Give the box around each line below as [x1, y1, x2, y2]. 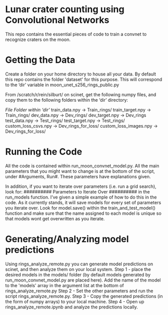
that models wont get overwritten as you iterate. [5, 215, 105, 221]
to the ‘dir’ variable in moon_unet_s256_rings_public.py [5, 82, 120, 88]
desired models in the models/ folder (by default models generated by [5, 271, 151, 278]
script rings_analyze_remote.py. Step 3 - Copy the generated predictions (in [5, 293, 163, 299]
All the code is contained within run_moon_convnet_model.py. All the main [5, 163, 159, 169]
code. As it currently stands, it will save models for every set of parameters [5, 199, 161, 206]
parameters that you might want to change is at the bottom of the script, [5, 168, 155, 174]
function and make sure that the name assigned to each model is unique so [5, 210, 161, 216]
